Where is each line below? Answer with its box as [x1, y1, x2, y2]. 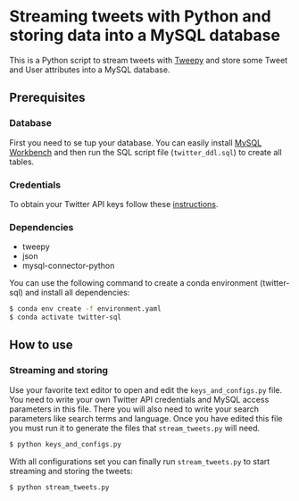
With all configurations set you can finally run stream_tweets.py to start [9, 455, 270, 466]
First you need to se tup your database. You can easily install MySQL [9, 137, 262, 148]
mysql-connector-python [21, 261, 115, 271]
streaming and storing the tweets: [9, 465, 134, 476]
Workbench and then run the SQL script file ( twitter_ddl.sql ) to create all [9, 146, 283, 157]
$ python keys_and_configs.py [9, 439, 122, 448]
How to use [9, 338, 73, 353]
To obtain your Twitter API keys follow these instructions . [9, 198, 219, 209]
